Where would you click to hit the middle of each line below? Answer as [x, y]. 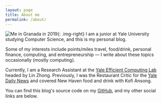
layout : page [19, 10]
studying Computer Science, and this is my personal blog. [66, 39]
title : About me [22, 15]
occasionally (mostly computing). [40, 60]
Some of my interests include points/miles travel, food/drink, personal [78, 49]
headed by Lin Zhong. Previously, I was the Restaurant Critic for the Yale [81, 75]
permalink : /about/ [26, 19]
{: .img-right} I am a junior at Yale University [103, 34]
